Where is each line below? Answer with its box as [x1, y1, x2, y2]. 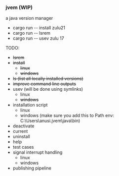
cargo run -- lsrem [12, 30, 51, 36]
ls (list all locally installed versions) [12, 76, 83, 82]
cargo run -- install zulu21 [12, 25, 66, 31]
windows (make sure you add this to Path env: [20, 113, 114, 118]
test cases [12, 144, 34, 150]
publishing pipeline [12, 165, 51, 171]
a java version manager [5, 15, 53, 21]
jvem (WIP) [5, 4, 33, 11]
